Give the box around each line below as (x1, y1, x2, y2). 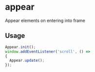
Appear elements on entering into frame (5, 18, 85, 23)
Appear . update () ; (9, 58, 45, 63)
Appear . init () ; (5, 44, 36, 50)
